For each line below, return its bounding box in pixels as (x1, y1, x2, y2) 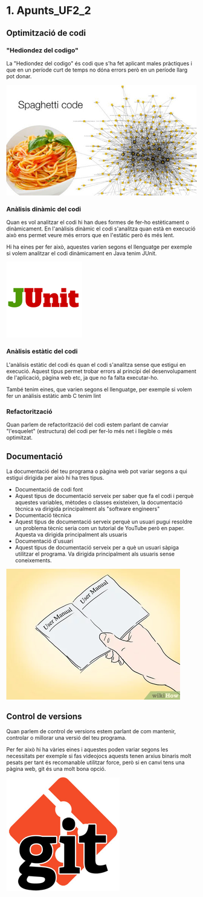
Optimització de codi (6, 28, 86, 38)
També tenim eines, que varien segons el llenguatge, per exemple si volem (6, 386, 192, 393)
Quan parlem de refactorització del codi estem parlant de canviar (6, 421, 169, 428)
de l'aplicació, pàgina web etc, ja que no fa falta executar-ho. (6, 374, 159, 381)
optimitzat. (6, 434, 33, 441)
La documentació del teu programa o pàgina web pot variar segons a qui (6, 468, 187, 475)
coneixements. (14, 556, 53, 564)
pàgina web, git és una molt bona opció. (6, 765, 106, 772)
